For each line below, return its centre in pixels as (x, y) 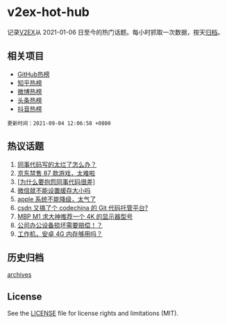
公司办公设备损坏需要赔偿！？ (60, 225)
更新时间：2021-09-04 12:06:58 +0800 (59, 123)
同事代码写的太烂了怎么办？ (57, 164)
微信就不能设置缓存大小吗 (54, 190)
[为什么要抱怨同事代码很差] (56, 182)
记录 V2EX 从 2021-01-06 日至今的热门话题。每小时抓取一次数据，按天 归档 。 (116, 32)
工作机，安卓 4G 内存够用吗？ (60, 234)
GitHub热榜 (33, 74)
